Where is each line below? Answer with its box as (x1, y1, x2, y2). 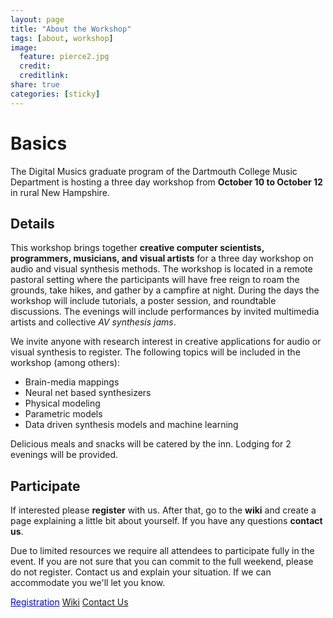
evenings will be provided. (10, 449, 119, 461)
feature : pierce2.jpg (19, 52, 110, 62)
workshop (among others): (10, 357, 120, 369)
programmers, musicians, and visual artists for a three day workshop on (10, 252, 314, 265)
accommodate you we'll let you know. (10, 577, 166, 589)
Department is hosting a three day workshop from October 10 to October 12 (10, 176, 323, 188)
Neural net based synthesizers (24, 387, 152, 399)
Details (10, 215, 55, 232)
